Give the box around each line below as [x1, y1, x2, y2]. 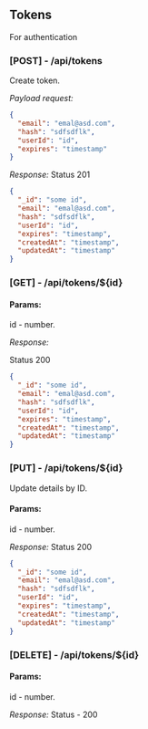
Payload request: [9, 93, 74, 104]
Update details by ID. [9, 483, 88, 494]
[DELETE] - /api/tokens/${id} [9, 648, 139, 661]
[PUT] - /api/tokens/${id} [9, 462, 123, 474]
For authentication [9, 31, 78, 42]
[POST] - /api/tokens [9, 54, 103, 67]
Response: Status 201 [9, 169, 91, 181]
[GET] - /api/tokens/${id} [9, 276, 123, 289]
